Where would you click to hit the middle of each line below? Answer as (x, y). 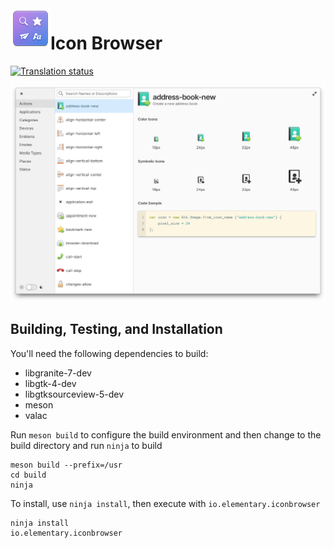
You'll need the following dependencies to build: (109, 353)
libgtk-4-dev (50, 383)
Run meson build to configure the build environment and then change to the (166, 434)
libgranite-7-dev (58, 373)
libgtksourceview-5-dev (74, 394)
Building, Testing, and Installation (116, 329)
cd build (28, 475)
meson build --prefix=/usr (66, 465)
